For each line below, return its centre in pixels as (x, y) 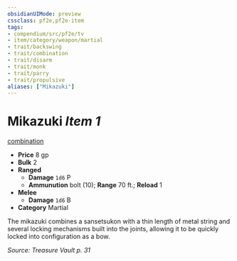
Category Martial (43, 208)
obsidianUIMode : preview (44, 14)
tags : (15, 27)
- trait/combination (38, 54)
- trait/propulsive (36, 80)
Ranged (29, 170)
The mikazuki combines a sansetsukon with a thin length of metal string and (119, 221)
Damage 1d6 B (49, 200)
